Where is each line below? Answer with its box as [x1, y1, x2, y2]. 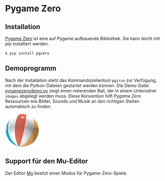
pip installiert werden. [5, 41, 49, 47]
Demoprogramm [5, 64, 57, 73]
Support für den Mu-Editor [5, 157, 88, 165]
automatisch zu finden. [5, 103, 52, 109]
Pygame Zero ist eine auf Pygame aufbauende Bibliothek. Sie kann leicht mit [5, 35, 160, 41]
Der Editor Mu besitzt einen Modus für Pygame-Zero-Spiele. [5, 170, 128, 176]
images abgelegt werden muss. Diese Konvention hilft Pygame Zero [5, 93, 141, 99]
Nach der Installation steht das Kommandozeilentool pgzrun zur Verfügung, [5, 77, 157, 83]
